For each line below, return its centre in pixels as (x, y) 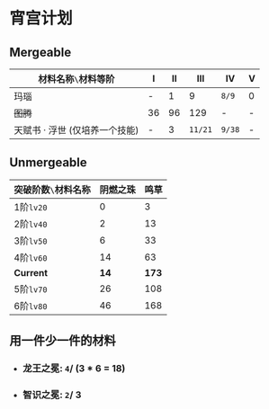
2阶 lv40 (31, 224)
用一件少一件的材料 (63, 341)
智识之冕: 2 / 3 (52, 395)
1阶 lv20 (31, 207)
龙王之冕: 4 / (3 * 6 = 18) (74, 369)
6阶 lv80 (31, 306)
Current (31, 272)
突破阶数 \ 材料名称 (53, 190)
